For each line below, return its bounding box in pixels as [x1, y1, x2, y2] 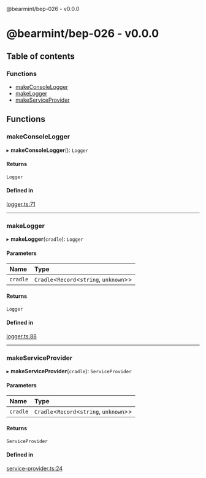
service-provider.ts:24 [6, 465, 63, 472]
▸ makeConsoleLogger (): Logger [6, 146, 89, 154]
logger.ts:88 [6, 332, 37, 340]
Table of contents [6, 51, 75, 61]
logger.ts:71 [6, 200, 36, 208]
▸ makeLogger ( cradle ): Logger [6, 235, 84, 243]
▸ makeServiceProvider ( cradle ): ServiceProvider [6, 368, 132, 375]
